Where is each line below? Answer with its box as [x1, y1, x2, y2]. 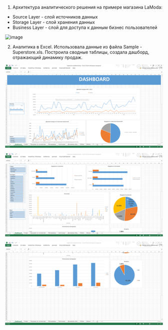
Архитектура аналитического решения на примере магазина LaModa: [12, 4, 162, 10]
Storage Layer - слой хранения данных [12, 19, 95, 25]
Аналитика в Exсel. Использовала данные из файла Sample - [12, 44, 142, 49]
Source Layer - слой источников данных [12, 14, 98, 19]
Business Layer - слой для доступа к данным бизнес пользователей [12, 24, 157, 30]
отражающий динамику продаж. [12, 54, 83, 60]
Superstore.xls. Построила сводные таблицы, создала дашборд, [12, 49, 149, 55]
